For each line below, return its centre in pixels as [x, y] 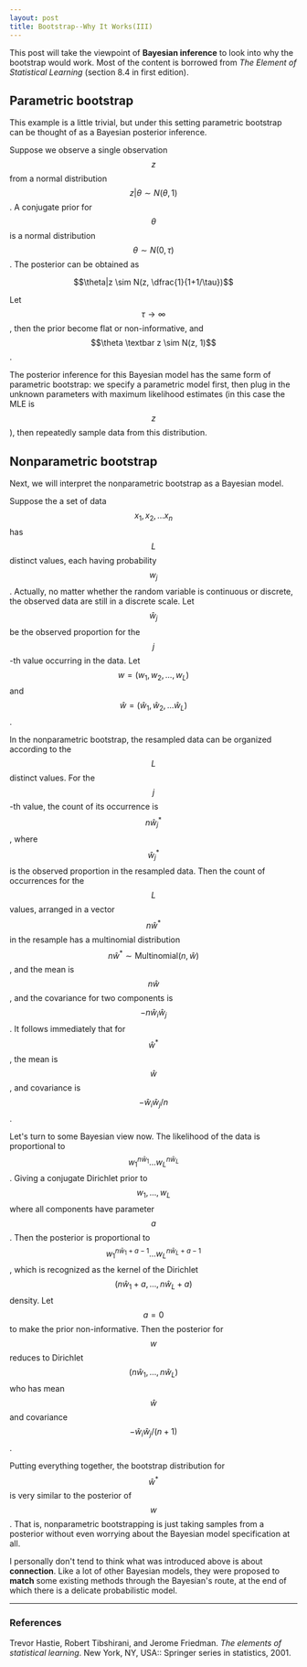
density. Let [32, 1301]
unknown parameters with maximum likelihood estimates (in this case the [148, 394]
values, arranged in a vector [63, 909]
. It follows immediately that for [68, 1029]
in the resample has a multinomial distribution [95, 940]
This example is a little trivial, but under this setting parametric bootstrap [146, 123]
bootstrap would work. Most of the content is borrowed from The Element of [153, 62]
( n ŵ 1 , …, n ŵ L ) [153, 1373]
